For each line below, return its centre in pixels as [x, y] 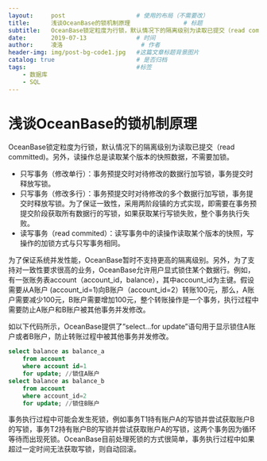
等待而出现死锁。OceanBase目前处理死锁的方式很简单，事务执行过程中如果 [132, 439]
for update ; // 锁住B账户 [61, 403]
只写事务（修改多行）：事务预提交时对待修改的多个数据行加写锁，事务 [133, 194]
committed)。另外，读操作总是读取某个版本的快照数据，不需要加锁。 [121, 157]
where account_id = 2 [55, 396]
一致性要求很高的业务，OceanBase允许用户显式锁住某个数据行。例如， [138, 270]
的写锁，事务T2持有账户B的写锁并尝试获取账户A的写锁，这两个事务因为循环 [132, 429]
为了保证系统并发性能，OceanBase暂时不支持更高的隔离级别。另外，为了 [128, 260]
